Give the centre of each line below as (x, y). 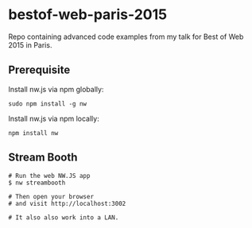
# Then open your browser (51, 196)
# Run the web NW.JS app (49, 176)
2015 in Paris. (30, 44)
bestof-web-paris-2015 (88, 15)
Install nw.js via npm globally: (56, 89)
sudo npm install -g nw (48, 104)
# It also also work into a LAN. (64, 217)
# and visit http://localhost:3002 (67, 203)
